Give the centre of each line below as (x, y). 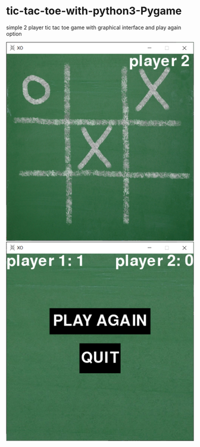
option (14, 33)
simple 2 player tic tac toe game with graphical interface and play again (94, 27)
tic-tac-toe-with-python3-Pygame (94, 11)
